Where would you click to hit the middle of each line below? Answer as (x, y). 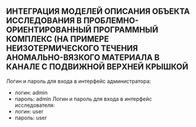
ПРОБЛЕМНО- (111, 21)
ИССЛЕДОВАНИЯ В (44, 21)
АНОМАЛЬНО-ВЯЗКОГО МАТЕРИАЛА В (83, 58)
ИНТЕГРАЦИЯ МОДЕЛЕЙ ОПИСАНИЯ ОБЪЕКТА (98, 12)
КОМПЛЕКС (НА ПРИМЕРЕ (58, 39)
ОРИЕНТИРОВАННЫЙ (49, 30)
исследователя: (35, 105)
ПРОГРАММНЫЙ (126, 30)
